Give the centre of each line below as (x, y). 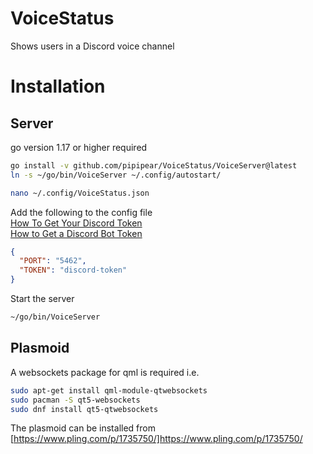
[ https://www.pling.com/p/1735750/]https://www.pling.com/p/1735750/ (156, 439)
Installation (58, 86)
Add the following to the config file (81, 212)
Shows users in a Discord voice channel (92, 46)
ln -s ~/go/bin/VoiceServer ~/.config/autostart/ (116, 175)
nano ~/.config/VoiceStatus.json (80, 193)
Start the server (42, 299)
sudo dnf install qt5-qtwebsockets (84, 409)
